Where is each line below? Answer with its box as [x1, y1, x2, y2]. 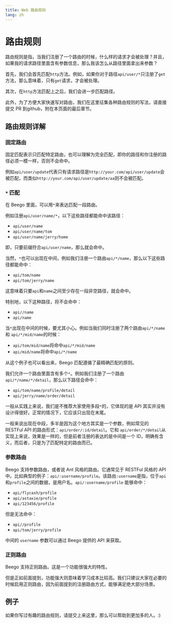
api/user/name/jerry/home [12, 235, 68, 240]
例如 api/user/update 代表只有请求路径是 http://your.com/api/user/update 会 [5, 169, 165, 175]
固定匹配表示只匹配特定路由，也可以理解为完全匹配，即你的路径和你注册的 [5, 152, 162, 158]
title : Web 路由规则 [5, 7, 46, 13]
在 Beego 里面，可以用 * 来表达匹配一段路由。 [5, 202, 100, 208]
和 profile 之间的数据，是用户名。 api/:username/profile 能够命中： [5, 479, 147, 485]
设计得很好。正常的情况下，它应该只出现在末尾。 [5, 409, 109, 416]
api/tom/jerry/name [12, 278, 55, 283]
